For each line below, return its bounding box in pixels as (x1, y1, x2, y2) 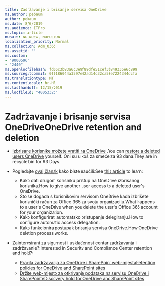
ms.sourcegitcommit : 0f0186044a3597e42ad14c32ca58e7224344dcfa (5, 71, 137, 76)
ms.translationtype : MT (5, 76, 54, 81)
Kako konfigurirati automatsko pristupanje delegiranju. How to (19, 214, 144, 220)
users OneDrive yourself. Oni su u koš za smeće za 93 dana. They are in (12, 153, 157, 159)
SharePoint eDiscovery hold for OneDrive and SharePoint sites (19, 276, 145, 282)
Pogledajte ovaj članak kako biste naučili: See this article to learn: (12, 168, 143, 174)
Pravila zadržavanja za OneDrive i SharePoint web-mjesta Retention (19, 260, 156, 266)
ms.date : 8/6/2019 (5, 21, 43, 26)
